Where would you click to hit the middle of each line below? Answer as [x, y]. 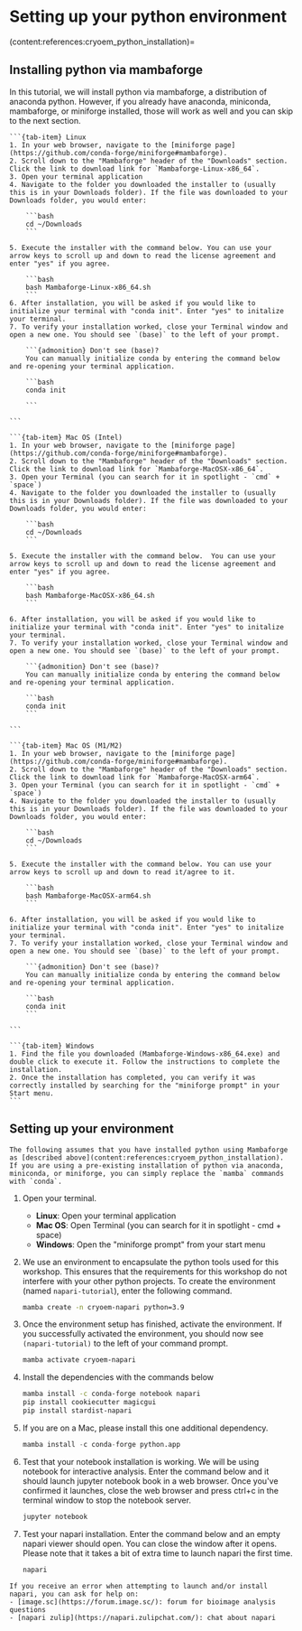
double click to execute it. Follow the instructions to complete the [145, 1062]
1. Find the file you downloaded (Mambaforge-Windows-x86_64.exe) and [145, 1054]
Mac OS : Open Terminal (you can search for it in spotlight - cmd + [159, 1225]
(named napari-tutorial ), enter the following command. [127, 1291]
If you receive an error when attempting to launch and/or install [139, 1586]
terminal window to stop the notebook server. [107, 1500]
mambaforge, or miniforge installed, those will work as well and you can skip [151, 111]
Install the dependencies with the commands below [118, 1377]
